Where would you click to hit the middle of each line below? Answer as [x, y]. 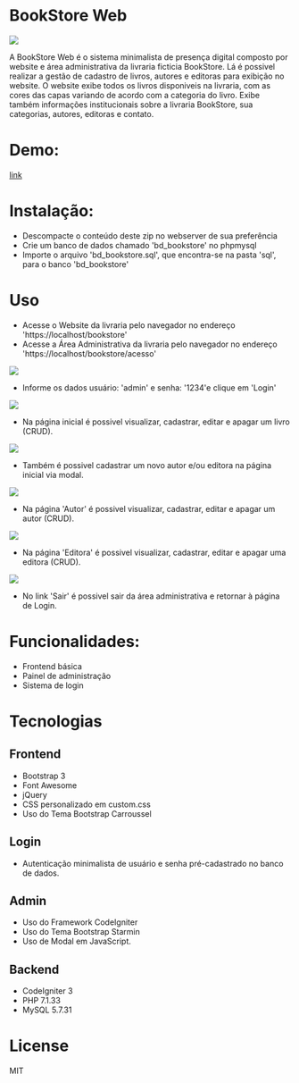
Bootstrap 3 [44, 776]
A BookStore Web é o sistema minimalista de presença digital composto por [149, 57]
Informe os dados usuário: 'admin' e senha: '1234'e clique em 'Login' [149, 387]
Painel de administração [66, 676]
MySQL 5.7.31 [47, 1010]
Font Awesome [50, 785]
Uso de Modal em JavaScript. [77, 941]
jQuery [34, 794]
